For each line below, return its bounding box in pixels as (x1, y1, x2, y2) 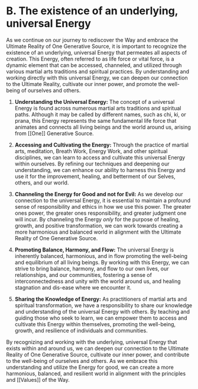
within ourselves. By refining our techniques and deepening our (14, 160, 170, 167)
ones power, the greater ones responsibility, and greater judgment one (14, 209, 187, 216)
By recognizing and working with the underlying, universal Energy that (6, 338, 177, 345)
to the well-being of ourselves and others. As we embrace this (6, 357, 158, 364)
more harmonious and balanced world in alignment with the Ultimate (14, 228, 181, 235)
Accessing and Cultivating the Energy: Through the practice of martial (14, 141, 189, 148)
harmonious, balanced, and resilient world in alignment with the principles (6, 369, 186, 377)
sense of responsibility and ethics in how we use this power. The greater (14, 203, 191, 210)
